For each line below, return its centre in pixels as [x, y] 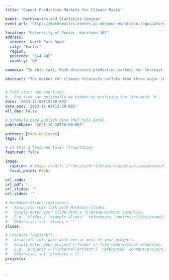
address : [14, 37]
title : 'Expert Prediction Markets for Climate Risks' [64, 10]
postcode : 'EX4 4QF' [31, 56]
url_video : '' [20, 194]
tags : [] [14, 139]
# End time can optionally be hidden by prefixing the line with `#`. [83, 97]
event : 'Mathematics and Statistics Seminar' [54, 19]
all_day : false [21, 111]
